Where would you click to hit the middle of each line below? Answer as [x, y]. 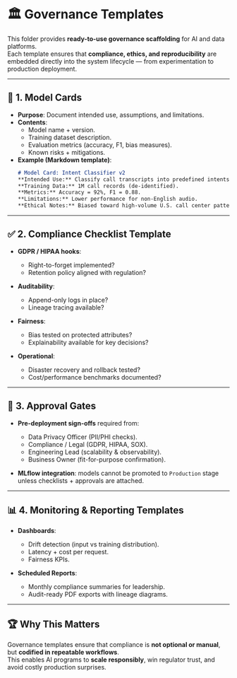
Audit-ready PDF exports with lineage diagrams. [98, 595]
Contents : [32, 122]
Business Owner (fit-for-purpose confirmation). [97, 459]
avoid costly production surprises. [57, 667]
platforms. [22, 46]
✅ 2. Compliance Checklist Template [89, 234]
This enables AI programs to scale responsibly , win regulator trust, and [111, 660]
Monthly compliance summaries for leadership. [97, 587]
